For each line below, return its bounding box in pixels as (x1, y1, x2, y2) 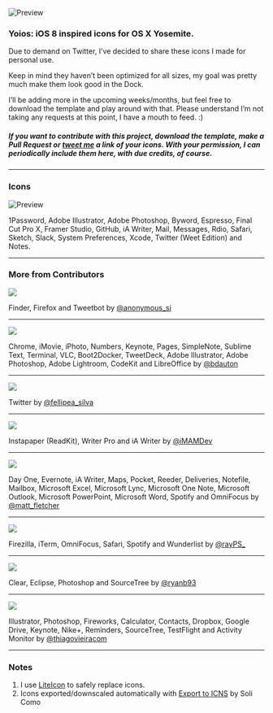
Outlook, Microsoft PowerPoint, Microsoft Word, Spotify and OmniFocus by (8, 492, 259, 502)
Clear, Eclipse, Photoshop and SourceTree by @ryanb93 (8, 577, 197, 587)
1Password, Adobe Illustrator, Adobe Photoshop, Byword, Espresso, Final (8, 215, 253, 225)
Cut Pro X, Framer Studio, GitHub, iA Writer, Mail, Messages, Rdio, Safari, (8, 224, 253, 233)
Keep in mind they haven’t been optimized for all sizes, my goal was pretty (8, 71, 258, 80)
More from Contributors (8, 269, 105, 280)
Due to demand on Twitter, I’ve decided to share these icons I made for (8, 46, 246, 56)
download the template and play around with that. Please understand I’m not (8, 104, 264, 114)
